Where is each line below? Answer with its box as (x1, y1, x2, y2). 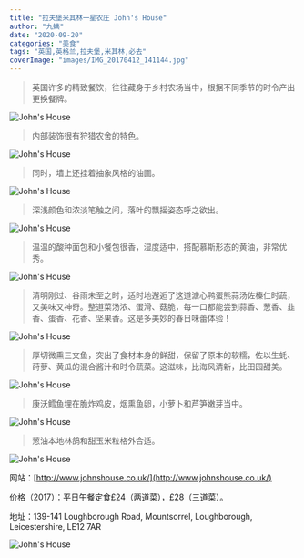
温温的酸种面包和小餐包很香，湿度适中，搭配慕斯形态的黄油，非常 (31, 242, 279, 252)
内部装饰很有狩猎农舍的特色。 (31, 130, 144, 141)
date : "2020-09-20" (9, 30, 84, 39)
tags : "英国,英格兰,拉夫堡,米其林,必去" (9, 47, 147, 57)
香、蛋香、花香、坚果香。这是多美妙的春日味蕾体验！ (31, 313, 232, 324)
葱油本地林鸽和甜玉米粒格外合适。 (31, 435, 160, 446)
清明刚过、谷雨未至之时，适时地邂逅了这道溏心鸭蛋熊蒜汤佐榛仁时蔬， (31, 290, 296, 301)
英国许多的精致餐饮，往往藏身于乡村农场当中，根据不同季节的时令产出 (31, 82, 296, 92)
